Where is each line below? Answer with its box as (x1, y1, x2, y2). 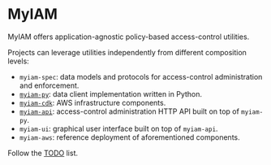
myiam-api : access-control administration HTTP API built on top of (19, 106, 240, 116)
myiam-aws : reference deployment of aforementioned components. (19, 132, 240, 142)
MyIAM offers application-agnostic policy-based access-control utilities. (7, 32, 250, 41)
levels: (7, 56, 29, 66)
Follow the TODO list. (7, 148, 79, 158)
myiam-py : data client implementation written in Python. (19, 89, 203, 98)
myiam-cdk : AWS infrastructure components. (19, 98, 166, 107)
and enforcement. (19, 80, 80, 90)
